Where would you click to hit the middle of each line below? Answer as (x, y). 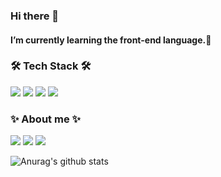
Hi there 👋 (35, 16)
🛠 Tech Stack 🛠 (51, 66)
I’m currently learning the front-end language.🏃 (111, 40)
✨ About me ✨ (45, 119)
